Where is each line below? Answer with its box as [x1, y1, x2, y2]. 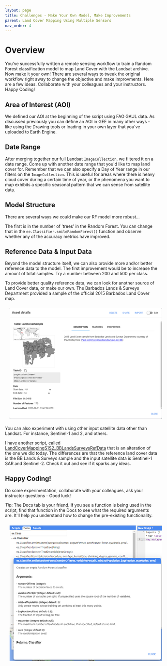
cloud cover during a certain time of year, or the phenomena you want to [5, 176, 150, 182]
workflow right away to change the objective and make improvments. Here [5, 76, 154, 82]
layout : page [5, 8, 31, 13]
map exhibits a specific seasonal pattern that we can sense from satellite [5, 182, 151, 187]
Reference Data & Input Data [5, 248, 92, 256]
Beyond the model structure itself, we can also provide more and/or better [5, 260, 152, 266]
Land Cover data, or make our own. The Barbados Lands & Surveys [5, 285, 139, 291]
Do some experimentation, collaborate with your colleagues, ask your [5, 487, 144, 493]
